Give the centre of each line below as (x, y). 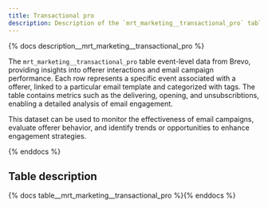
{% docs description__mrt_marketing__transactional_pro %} (106, 45)
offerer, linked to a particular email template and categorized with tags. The (132, 86)
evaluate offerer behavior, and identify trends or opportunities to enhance (129, 128)
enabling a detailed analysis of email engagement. (91, 104)
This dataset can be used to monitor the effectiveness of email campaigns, (131, 119)
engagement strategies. (47, 135)
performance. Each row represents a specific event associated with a (122, 78)
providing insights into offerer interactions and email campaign (111, 69)
